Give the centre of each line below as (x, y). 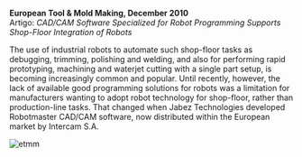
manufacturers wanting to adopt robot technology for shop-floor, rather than (151, 97)
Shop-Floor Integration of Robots (71, 32)
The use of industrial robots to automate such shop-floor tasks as (131, 50)
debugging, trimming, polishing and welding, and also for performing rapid (147, 59)
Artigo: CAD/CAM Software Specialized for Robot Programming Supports (145, 23)
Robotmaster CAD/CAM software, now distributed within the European (140, 117)
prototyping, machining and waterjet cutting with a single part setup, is (141, 69)
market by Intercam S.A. (54, 126)
